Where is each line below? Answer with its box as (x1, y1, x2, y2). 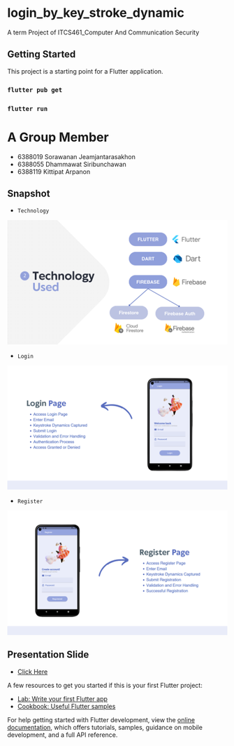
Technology (17, 208, 50, 215)
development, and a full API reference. (7, 731, 118, 739)
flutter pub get (7, 86, 63, 94)
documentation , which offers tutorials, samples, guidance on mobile (7, 723, 203, 731)
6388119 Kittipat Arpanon (17, 167, 91, 176)
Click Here (17, 667, 48, 676)
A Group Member (7, 129, 110, 145)
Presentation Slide (7, 649, 89, 660)
